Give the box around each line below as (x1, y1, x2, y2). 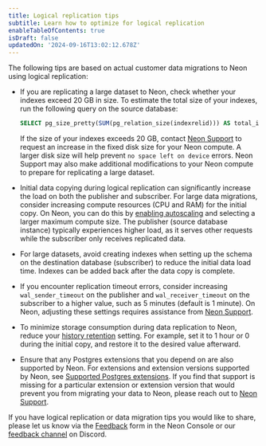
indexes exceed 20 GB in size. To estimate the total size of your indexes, (19, 96, 258, 105)
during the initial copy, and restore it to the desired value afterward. (19, 339, 241, 349)
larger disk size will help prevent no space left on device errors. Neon (19, 151, 253, 160)
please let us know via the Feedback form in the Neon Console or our (8, 421, 237, 430)
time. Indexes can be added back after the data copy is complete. (19, 266, 236, 276)
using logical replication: (8, 72, 89, 81)
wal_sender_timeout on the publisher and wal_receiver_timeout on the (19, 290, 250, 299)
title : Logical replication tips (8, 11, 119, 20)
